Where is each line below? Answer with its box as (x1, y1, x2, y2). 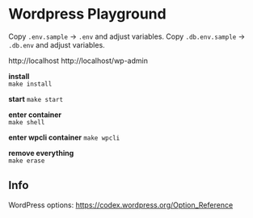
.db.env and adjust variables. (8, 40, 105, 49)
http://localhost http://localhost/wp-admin (8, 56, 148, 65)
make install (8, 80, 53, 88)
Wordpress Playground (8, 5, 167, 23)
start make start (8, 94, 63, 103)
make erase (8, 157, 45, 165)
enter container (8, 110, 62, 119)
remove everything (8, 148, 74, 157)
